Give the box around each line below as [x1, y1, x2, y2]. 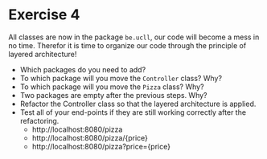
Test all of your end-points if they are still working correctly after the [19, 107, 247, 117]
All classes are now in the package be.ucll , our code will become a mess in [8, 32, 260, 42]
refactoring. [19, 116, 60, 125]
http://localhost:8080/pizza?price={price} [31, 141, 171, 151]
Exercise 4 [8, 6, 80, 24]
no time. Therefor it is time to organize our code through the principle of [8, 40, 247, 50]
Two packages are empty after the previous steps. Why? [19, 90, 207, 100]
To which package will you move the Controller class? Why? [19, 73, 223, 83]
